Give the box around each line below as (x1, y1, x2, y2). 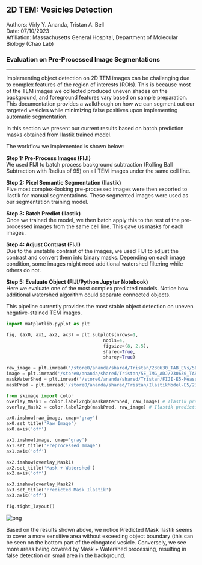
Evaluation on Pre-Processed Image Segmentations (6, 55, 161, 63)
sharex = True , (103, 348, 136, 355)
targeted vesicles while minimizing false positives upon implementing (6, 107, 178, 114)
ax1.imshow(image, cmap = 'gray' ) (6, 437, 87, 443)
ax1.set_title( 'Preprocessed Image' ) (6, 442, 101, 448)
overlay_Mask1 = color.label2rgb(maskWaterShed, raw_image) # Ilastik (6, 398, 187, 404)
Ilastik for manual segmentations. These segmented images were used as (6, 192, 189, 199)
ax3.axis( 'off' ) (6, 493, 47, 499)
